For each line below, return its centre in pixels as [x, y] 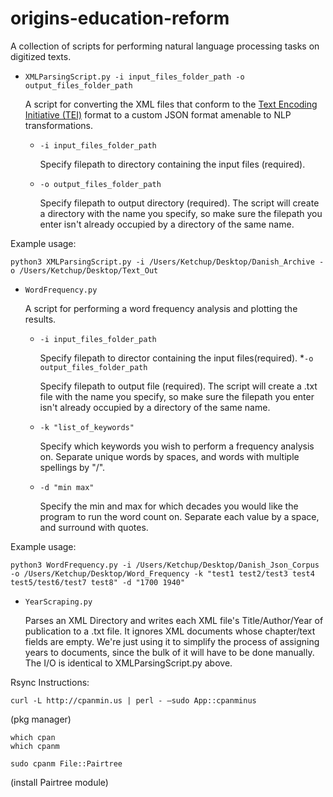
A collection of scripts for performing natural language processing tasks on [165, 46]
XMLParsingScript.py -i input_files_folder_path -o [134, 77]
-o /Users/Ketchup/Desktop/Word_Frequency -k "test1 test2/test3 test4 [162, 573]
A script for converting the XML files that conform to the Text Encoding [171, 104]
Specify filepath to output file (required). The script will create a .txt [178, 386]
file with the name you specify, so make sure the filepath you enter [177, 396]
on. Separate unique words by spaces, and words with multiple [169, 456]
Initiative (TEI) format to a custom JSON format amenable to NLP [158, 114]
